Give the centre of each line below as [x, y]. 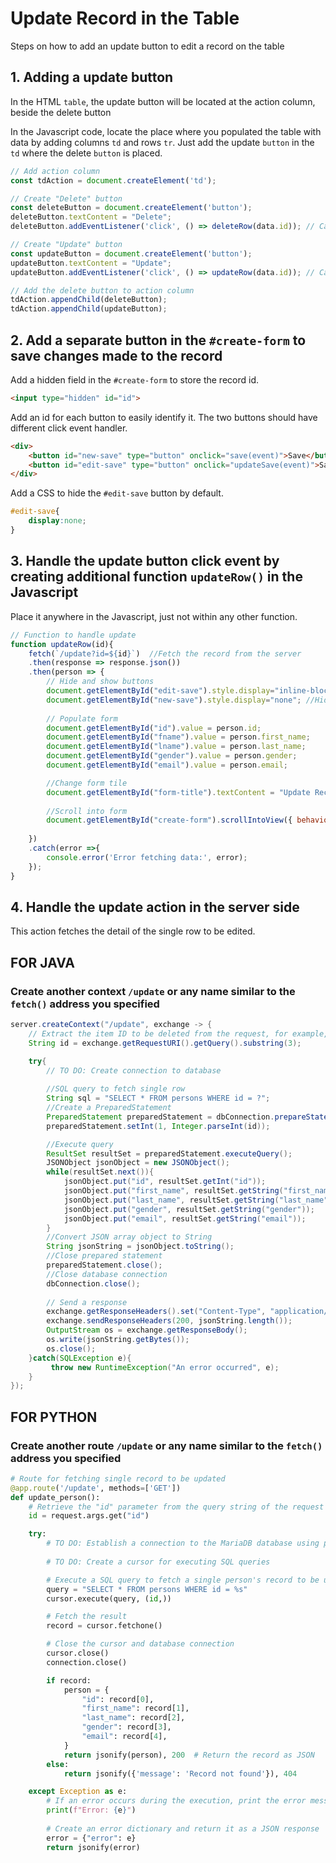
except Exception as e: [78, 1792]
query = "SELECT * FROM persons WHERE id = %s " [147, 1589]
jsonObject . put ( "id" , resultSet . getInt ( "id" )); [165, 1182]
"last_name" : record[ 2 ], [133, 1718]
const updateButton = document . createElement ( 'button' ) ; [131, 253]
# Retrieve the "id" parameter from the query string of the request [176, 1507]
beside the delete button [61, 112]
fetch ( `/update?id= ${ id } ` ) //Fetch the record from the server [165, 653]
